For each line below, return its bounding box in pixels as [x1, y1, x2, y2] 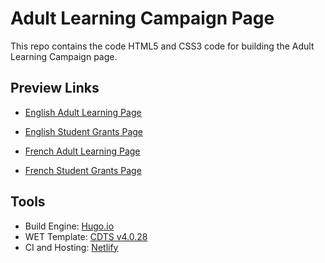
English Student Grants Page [24, 125, 143, 137]
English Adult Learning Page [24, 106, 142, 118]
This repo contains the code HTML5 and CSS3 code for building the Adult [10, 40, 315, 52]
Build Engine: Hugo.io [24, 220, 115, 232]
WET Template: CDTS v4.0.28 [24, 230, 148, 242]
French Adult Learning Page [24, 145, 141, 157]
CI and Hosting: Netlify [24, 241, 119, 253]
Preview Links [10, 80, 100, 97]
